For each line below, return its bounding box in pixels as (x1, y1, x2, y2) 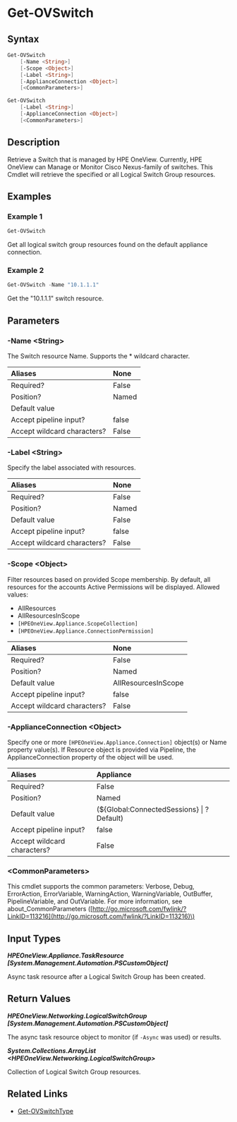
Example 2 (7, 266, 44, 276)
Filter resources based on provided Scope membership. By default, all (7, 575, 211, 583)
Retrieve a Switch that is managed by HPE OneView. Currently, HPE (7, 155, 202, 164)
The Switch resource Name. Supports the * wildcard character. (7, 351, 190, 360)
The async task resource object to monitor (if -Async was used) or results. (7, 1032, 222, 1041)
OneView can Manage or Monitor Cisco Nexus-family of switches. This (7, 162, 213, 171)
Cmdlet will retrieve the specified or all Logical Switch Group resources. (7, 170, 216, 178)
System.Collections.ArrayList (7, 1046, 97, 1055)
